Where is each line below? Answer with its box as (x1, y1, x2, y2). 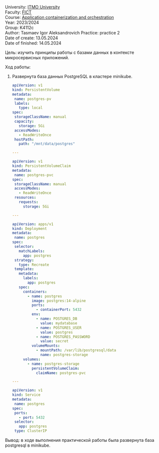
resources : (14, 195, 36, 200)
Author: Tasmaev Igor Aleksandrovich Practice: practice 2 (5, 30, 120, 35)
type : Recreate (18, 262, 49, 267)
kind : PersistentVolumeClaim (12, 163, 71, 168)
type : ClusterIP (14, 429, 47, 434)
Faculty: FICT (5, 9, 32, 15)
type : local (18, 105, 43, 111)
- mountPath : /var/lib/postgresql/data (36, 348, 116, 353)
